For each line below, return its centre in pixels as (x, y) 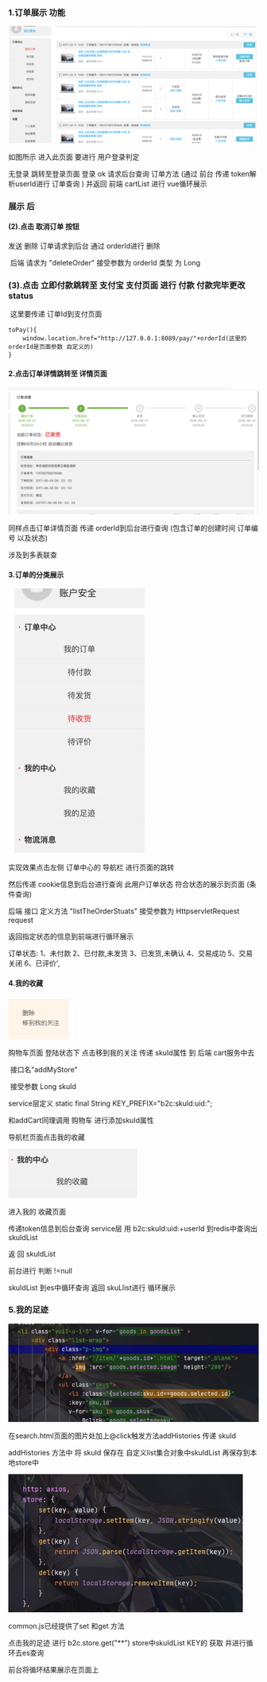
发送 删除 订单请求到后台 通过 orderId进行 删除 (84, 246)
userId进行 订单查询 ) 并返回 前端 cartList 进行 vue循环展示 (111, 184)
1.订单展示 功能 (37, 12)
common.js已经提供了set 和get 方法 (66, 1626)
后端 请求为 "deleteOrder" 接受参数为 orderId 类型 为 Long (105, 263)
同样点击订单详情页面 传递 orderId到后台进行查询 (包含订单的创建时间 (122, 528)
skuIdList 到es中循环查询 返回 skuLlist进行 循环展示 (92, 1287)
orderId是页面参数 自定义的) (51, 347)
